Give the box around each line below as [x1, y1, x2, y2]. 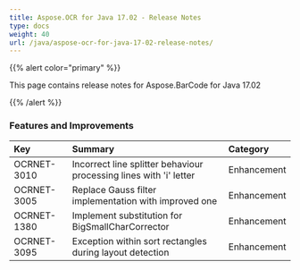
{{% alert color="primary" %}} [9, 63, 121, 73]
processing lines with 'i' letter [71, 169, 196, 181]
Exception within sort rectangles [71, 234, 207, 247]
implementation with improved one [71, 194, 218, 207]
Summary [71, 142, 114, 155]
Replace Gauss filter [71, 183, 157, 196]
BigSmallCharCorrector [71, 220, 170, 232]
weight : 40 [9, 30, 50, 38]
